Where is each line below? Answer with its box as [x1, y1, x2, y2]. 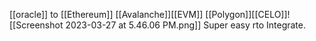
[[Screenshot [9, 19, 64, 31]
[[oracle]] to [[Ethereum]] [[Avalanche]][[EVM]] [9, 9, 204, 20]
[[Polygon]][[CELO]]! [205, 9, 291, 20]
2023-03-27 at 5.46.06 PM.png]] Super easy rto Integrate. [65, 19, 306, 31]
